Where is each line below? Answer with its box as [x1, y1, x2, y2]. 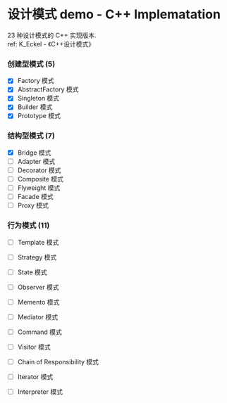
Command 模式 [17, 328, 62, 336]
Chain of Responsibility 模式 [17, 358, 99, 366]
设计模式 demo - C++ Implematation [7, 6, 221, 23]
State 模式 [17, 268, 47, 276]
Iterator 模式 [17, 373, 54, 381]
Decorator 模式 [17, 166, 61, 174]
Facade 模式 [17, 193, 54, 201]
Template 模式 [17, 238, 59, 246]
